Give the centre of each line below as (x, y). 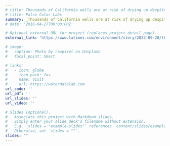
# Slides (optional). (28, 112)
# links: (14, 65)
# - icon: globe (25, 70)
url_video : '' (20, 103)
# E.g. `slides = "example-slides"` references (59, 126)
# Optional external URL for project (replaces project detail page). (81, 33)
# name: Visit (25, 80)
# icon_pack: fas (28, 75)
